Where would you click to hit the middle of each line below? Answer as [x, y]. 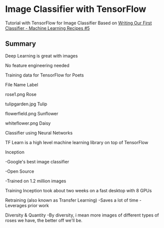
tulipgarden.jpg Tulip [26, 104]
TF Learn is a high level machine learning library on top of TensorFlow [77, 142]
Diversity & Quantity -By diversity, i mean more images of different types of [82, 215]
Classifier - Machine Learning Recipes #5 [48, 28]
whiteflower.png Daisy [28, 123]
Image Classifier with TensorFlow [76, 9]
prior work [38, 205]
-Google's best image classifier [37, 161]
